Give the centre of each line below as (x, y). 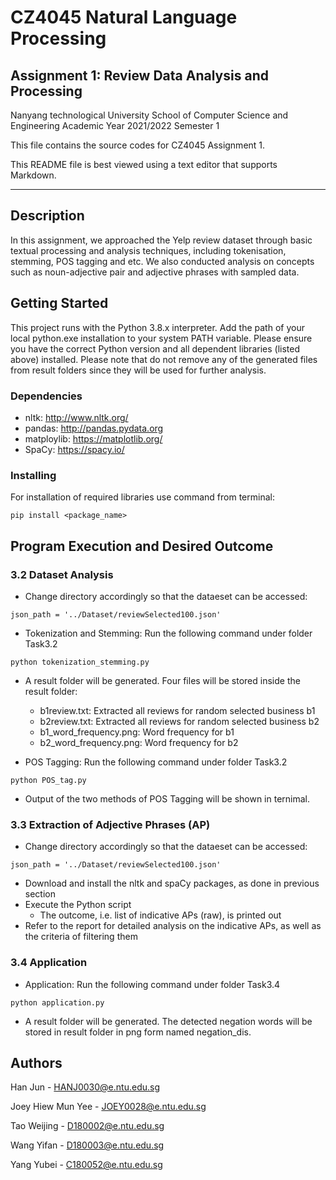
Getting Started (59, 303)
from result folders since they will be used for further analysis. (138, 370)
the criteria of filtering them (81, 937)
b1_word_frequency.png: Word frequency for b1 (137, 732)
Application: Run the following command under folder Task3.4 (152, 984)
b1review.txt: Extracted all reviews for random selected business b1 (177, 710)
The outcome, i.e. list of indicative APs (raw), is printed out (160, 915)
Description (47, 216)
